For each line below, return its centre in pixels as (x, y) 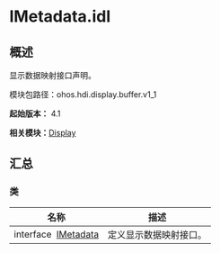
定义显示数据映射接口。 (157, 234)
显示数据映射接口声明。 (53, 75)
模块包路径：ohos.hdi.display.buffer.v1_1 (83, 95)
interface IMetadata (57, 234)
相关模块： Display (43, 133)
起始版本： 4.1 (35, 113)
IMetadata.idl (60, 17)
